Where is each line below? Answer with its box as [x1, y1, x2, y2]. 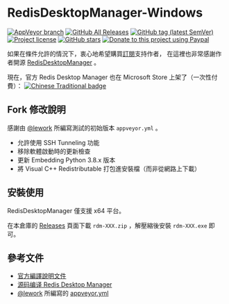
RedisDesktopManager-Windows [7, 5, 203, 21]
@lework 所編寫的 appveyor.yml [17, 289, 109, 298]
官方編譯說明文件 [17, 272, 67, 280]
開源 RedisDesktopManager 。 [12, 58, 101, 67]
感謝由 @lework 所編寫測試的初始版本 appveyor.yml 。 [7, 124, 162, 132]
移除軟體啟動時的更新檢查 [17, 147, 91, 155]
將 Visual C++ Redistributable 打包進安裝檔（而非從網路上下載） [17, 164, 201, 173]
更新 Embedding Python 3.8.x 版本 [17, 155, 116, 164]
